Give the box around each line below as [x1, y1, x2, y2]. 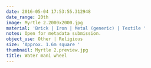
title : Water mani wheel [6, 53, 67, 59]
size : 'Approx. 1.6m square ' [6, 42, 81, 48]
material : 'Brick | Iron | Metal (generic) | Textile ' [6, 25, 146, 31]
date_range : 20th [6, 14, 49, 20]
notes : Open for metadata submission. [6, 31, 101, 37]
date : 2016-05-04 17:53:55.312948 [6, 8, 91, 15]
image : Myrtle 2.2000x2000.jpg [6, 20, 83, 25]
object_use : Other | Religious [6, 36, 83, 42]
